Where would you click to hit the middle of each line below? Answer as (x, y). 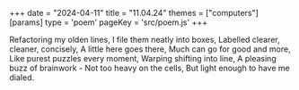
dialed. (22, 78)
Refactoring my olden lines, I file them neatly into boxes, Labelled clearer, (145, 40)
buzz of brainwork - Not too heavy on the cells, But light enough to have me (149, 68)
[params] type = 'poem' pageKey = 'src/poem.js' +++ (109, 22)
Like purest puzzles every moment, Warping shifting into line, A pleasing (143, 58)
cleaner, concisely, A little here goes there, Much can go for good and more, (150, 49)
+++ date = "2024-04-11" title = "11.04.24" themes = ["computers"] (134, 13)
